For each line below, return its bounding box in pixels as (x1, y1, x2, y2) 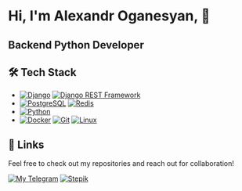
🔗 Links (8, 138, 45, 151)
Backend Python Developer (8, 38, 145, 52)
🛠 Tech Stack (8, 66, 77, 79)
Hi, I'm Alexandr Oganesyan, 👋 (8, 7, 211, 25)
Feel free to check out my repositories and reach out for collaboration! (8, 159, 235, 168)
